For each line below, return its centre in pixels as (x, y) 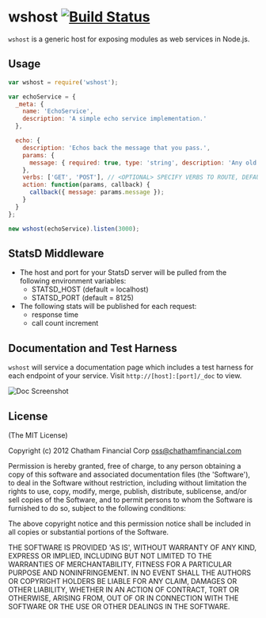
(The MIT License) (38, 435)
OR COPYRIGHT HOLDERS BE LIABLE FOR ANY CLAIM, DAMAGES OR (123, 581)
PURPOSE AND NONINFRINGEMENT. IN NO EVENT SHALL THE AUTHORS (130, 573)
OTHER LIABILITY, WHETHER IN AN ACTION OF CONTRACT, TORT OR (123, 589)
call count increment (65, 323)
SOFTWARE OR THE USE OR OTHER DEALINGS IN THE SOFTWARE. (119, 606)
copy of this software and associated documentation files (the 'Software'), (129, 474)
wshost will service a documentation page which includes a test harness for (131, 367)
